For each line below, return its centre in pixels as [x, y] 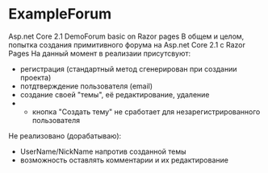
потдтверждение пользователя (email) [86, 86]
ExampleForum [60, 14]
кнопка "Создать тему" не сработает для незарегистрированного [146, 111]
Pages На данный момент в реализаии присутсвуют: [100, 53]
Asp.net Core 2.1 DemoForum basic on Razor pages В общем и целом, [126, 36]
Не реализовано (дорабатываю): [65, 136]
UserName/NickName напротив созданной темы [103, 151]
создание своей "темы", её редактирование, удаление [115, 94]
